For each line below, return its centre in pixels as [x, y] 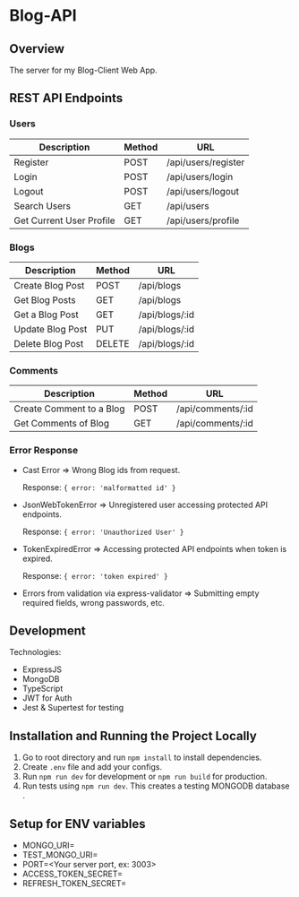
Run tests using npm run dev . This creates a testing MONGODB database [156, 786]
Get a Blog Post [46, 315]
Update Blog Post [51, 329]
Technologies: [35, 652]
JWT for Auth [47, 698]
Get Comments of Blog [62, 424]
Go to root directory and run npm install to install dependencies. [142, 757]
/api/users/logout [203, 191]
